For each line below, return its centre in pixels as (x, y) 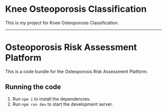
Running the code (33, 87)
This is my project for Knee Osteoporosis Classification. (62, 23)
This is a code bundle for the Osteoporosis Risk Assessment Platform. (77, 71)
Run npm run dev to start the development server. (63, 104)
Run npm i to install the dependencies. (51, 99)
